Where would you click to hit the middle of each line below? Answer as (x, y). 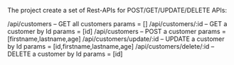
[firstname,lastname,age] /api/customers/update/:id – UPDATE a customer (116, 39)
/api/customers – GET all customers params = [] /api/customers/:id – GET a (117, 24)
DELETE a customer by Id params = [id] (65, 54)
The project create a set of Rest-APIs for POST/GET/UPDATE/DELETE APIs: (117, 10)
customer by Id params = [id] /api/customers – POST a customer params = (117, 31)
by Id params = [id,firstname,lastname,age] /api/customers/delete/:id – (111, 46)
